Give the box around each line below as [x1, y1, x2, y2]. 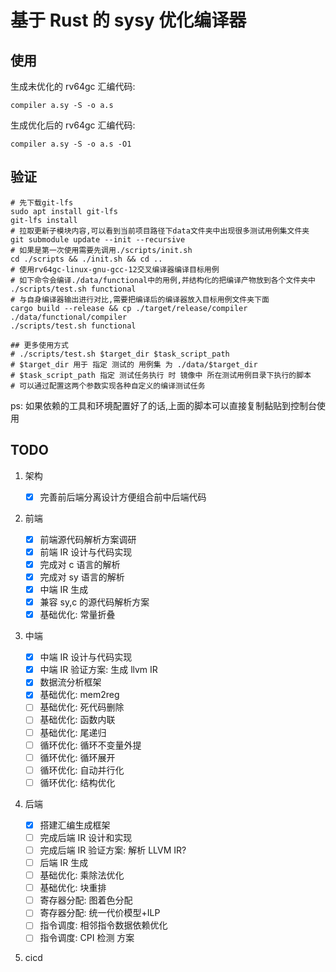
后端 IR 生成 [39, 857, 89, 868]
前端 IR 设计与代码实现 [39, 546, 133, 558]
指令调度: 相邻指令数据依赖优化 [39, 919, 168, 931]
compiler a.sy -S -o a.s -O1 [10, 139, 132, 149]
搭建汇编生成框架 [39, 819, 111, 831]
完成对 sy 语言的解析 [39, 571, 125, 583]
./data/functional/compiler [10, 312, 128, 322]
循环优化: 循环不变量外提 [39, 739, 142, 751]
